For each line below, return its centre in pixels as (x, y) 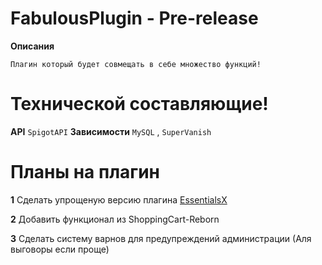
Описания (32, 46)
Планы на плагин (85, 172)
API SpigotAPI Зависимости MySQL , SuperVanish (111, 131)
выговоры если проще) (60, 249)
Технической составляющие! (139, 104)
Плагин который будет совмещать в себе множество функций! (136, 64)
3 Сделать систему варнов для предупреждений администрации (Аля (161, 238)
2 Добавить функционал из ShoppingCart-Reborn (115, 219)
